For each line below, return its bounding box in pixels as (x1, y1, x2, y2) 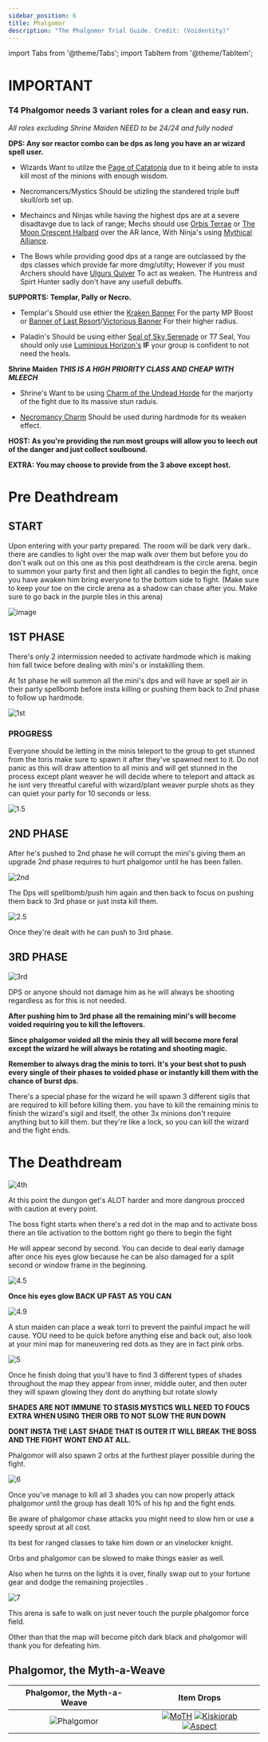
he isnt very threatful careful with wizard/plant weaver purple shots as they (8, 780, 255, 789)
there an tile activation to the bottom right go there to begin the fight (8, 1228, 232, 1237)
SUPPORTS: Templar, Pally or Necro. (8, 292, 132, 302)
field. (8, 1617, 26, 1626)
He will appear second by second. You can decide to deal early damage (8, 1243, 245, 1252)
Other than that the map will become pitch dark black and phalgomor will (8, 1632, 247, 1641)
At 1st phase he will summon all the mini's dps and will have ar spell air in (8, 676, 248, 685)
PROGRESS (8, 728, 53, 739)
